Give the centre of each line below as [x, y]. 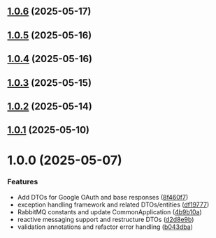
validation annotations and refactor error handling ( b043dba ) [105, 227]
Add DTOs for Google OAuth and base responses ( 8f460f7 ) [103, 197]
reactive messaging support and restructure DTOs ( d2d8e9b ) [106, 219]
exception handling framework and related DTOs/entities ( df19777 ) [113, 204]
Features [23, 182]
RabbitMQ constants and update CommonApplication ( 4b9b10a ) [110, 211]
